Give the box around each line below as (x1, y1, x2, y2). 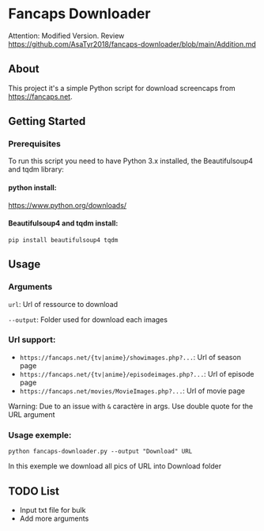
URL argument (8, 409, 55, 419)
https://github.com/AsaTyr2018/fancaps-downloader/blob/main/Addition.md (8, 39, 257, 48)
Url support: (8, 334, 56, 345)
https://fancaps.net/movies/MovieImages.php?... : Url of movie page (19, 385, 245, 396)
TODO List (8, 484, 59, 498)
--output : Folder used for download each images (8, 314, 168, 324)
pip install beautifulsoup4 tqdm (8, 236, 119, 244)
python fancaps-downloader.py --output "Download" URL (8, 448, 193, 456)
